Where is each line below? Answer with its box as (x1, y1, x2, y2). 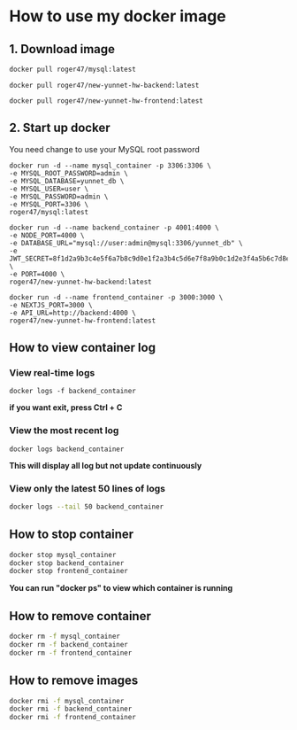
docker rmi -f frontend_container (9, 713, 137, 722)
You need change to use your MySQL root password (9, 144, 201, 154)
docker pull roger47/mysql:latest (9, 65, 137, 74)
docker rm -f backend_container (9, 640, 128, 648)
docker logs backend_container (9, 445, 125, 454)
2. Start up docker (9, 120, 110, 136)
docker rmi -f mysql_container (9, 696, 125, 705)
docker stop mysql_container (9, 550, 117, 559)
